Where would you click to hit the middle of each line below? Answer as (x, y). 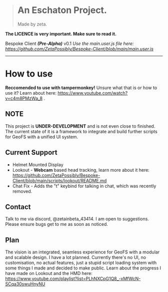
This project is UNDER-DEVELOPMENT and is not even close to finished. (80, 126)
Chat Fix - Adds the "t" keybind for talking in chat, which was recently (84, 186)
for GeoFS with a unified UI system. (42, 137)
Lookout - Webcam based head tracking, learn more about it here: (81, 170)
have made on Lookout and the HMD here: (49, 273)
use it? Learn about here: (31, 93)
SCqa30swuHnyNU (25, 284)
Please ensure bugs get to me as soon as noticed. (57, 224)
